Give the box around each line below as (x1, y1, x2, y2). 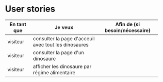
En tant (9, 21, 27, 28)
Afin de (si (115, 21, 140, 28)
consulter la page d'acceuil (33, 35, 95, 42)
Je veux (54, 24, 74, 31)
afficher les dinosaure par (33, 63, 92, 70)
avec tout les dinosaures (33, 41, 89, 48)
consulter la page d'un (33, 49, 84, 56)
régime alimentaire (33, 69, 76, 76)
